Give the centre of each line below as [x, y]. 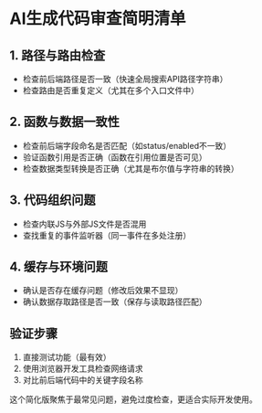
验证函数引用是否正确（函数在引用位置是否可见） [115, 157]
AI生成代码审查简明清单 [98, 19]
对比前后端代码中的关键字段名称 [83, 380]
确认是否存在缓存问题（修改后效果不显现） [103, 291]
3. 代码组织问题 [52, 201]
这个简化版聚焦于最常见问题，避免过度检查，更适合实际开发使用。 [133, 399]
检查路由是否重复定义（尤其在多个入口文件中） [110, 90]
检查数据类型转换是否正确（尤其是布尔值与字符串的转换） [131, 168]
